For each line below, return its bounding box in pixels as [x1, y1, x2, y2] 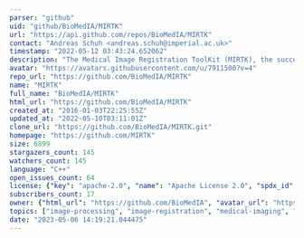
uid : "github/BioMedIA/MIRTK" [9, 22, 124, 31]
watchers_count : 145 [9, 156, 88, 166]
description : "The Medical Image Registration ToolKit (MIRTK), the [9, 55, 273, 64]
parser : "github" [9, 13, 75, 23]
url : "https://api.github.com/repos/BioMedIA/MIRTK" [9, 30, 213, 39]
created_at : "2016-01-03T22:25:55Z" [9, 106, 147, 115]
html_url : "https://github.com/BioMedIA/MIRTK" [9, 97, 193, 107]
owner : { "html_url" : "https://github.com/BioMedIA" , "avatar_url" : [9, 198, 270, 208]
